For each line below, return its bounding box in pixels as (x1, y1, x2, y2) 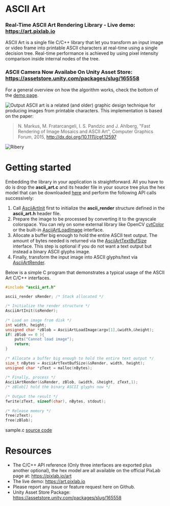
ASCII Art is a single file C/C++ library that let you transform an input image (5, 39, 163, 46)
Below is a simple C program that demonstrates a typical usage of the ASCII (5, 269, 165, 275)
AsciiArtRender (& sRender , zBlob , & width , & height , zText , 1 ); (5, 380, 138, 385)
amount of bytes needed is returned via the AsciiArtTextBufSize (12, 237, 147, 244)
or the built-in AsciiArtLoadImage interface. (12, 227, 104, 233)
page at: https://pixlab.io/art (12, 473, 72, 479)
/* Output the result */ (5, 394, 58, 399)
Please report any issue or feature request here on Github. (12, 484, 135, 490)
